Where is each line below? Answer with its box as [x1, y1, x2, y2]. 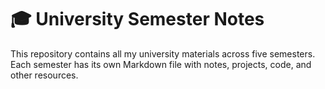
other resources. [10, 69, 79, 81]
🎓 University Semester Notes [10, 8, 265, 31]
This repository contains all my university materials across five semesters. [10, 47, 316, 60]
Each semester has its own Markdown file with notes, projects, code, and [10, 58, 312, 70]
